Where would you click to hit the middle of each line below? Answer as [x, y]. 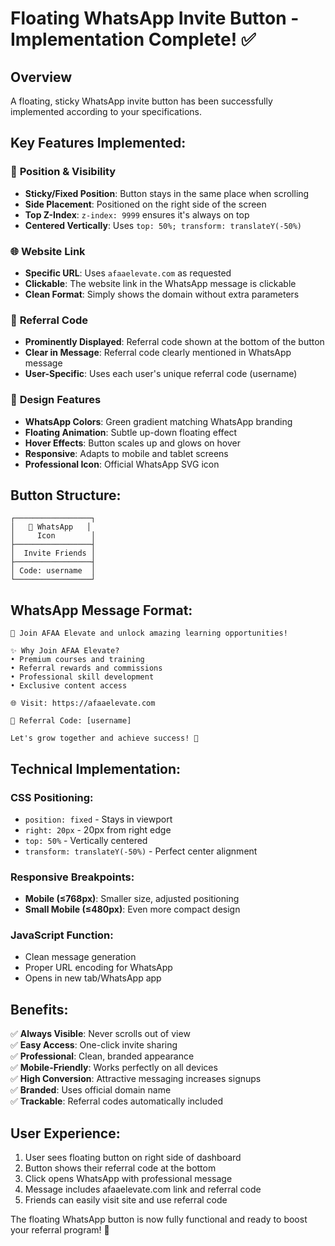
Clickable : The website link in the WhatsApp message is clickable [160, 283]
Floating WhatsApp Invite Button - [155, 18]
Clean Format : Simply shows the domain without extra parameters [162, 294]
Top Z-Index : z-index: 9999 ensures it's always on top [137, 214]
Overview [41, 77]
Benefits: [39, 1009]
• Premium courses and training [77, 660]
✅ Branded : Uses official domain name [91, 1090]
